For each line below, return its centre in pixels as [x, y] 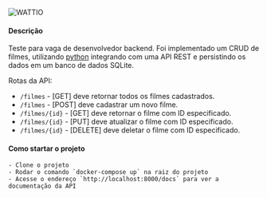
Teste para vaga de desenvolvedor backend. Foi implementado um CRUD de [134, 49]
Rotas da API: [30, 81]
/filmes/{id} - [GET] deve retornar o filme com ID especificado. [126, 113]
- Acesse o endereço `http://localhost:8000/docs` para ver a [114, 180]
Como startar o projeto [47, 148]
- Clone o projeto [39, 165]
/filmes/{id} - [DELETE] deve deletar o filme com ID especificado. [130, 130]
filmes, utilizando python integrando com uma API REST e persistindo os [127, 57]
